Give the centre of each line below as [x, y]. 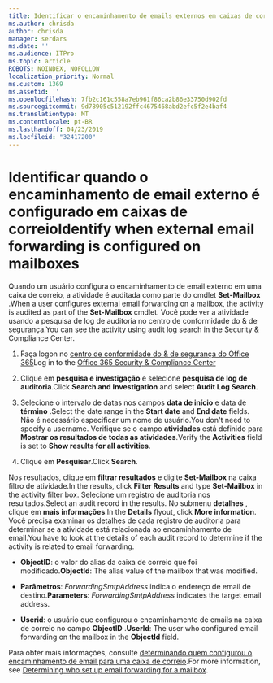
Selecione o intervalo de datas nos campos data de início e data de [133, 402]
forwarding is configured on [105, 246]
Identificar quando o [78, 177]
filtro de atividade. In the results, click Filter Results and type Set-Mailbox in [136, 485]
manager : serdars [38, 39]
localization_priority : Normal [61, 76]
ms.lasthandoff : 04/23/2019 [56, 129]
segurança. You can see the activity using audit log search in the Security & [134, 329]
